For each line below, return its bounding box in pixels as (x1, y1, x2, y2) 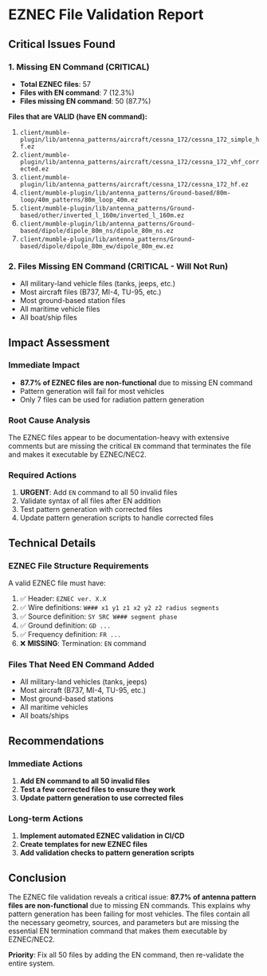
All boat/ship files (19, 313, 77, 322)
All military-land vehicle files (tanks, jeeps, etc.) (19, 279, 176, 289)
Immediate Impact (8, 360, 80, 371)
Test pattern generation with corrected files (19, 505, 163, 514)
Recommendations (8, 734, 104, 747)
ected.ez (19, 165, 49, 173)
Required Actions (8, 470, 77, 481)
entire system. (8, 958, 56, 968)
